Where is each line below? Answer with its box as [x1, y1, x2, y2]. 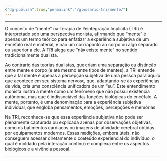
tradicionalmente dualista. [5, 52, 58, 58]
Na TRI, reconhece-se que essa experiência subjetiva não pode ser [5, 114, 143, 120]
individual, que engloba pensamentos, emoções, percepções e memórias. [5, 104, 157, 110]
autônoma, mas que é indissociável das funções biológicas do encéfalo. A [5, 93, 157, 100]
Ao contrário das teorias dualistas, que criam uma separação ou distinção [5, 62, 157, 68]
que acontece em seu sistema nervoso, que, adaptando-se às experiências [5, 78, 160, 84]
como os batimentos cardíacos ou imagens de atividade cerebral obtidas [5, 124, 155, 130]
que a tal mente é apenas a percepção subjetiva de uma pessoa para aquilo [5, 72, 161, 78]
